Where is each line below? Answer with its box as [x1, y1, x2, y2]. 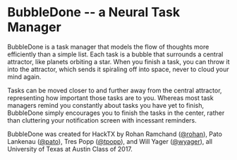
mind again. [7, 72, 42, 81]
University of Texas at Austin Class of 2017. [7, 144, 133, 153]
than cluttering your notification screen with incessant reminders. [7, 116, 197, 124]
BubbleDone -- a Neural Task [7, 4, 181, 20]
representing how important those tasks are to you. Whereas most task [7, 93, 214, 102]
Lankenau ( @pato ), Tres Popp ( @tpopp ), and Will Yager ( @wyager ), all [7, 137, 213, 145]
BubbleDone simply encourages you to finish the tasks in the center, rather [7, 109, 225, 117]
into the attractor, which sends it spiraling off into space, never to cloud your [7, 65, 229, 73]
